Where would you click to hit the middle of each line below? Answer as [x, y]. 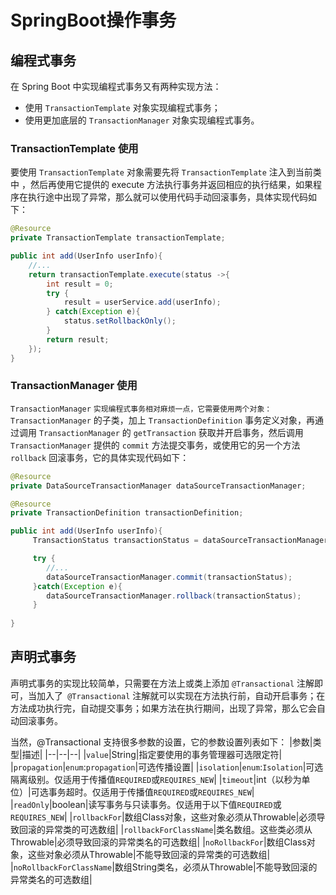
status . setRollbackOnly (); [120, 321]
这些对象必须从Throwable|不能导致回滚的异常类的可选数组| [149, 854]
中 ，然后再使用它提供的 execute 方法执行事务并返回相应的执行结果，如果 [162, 185]
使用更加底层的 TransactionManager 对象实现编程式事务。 [142, 120]
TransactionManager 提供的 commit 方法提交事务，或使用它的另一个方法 [155, 445]
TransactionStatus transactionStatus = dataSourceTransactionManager [180, 541]
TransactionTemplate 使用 [74, 148]
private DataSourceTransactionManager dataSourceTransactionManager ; [158, 486]
